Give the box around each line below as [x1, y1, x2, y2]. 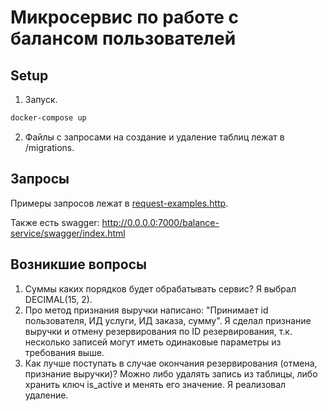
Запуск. [24, 94, 58, 105]
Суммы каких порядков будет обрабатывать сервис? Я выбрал [24, 282, 297, 295]
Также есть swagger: [10, 216, 100, 228]
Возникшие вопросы [10, 256, 147, 273]
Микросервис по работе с [10, 6, 239, 29]
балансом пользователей [10, 27, 237, 50]
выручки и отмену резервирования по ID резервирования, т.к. [24, 325, 293, 337]
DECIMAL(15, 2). [24, 293, 93, 305]
